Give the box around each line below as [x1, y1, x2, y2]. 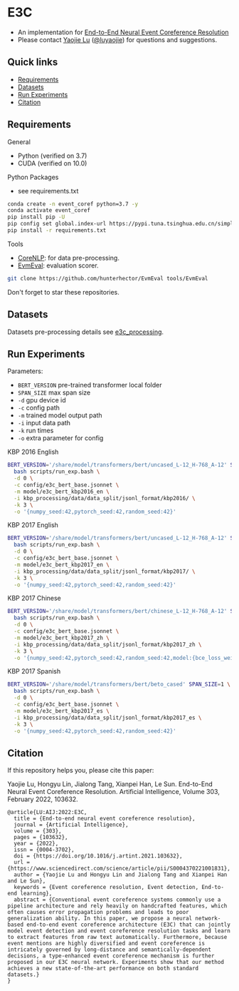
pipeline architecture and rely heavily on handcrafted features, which [7, 903, 228, 910]
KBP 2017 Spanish [7, 667, 61, 676]
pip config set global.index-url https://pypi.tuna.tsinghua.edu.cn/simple [7, 220, 237, 228]
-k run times [17, 426, 54, 435]
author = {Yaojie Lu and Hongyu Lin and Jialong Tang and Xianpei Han [14, 871, 228, 878]
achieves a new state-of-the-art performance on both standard [7, 965, 199, 972]
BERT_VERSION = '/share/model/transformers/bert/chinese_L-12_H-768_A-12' [7, 608, 228, 615]
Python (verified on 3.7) [17, 151, 87, 160]
